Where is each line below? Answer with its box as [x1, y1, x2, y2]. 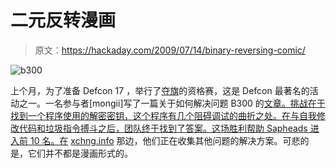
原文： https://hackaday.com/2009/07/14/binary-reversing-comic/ [34, 44, 306, 56]
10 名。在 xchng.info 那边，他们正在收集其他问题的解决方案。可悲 [29, 134, 301, 146]
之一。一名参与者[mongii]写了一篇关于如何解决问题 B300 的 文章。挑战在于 [18, 97, 326, 109]
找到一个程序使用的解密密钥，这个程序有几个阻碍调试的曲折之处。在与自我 [10, 109, 317, 121]
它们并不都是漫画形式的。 [27, 147, 133, 159]
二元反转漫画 [10, 9, 117, 32]
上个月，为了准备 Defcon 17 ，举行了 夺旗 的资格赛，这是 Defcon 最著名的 [10, 84, 310, 96]
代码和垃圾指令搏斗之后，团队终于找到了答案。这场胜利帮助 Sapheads [18, 122, 308, 134]
